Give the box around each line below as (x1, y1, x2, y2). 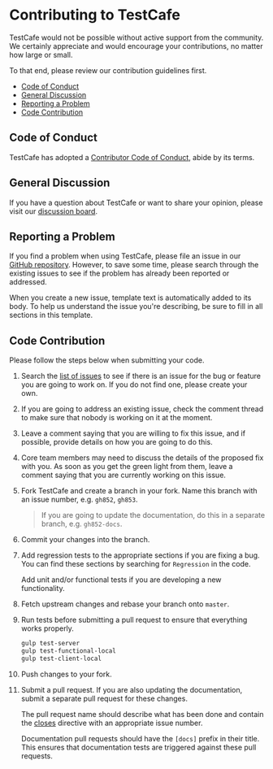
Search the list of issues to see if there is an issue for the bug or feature (20, 371, 262, 381)
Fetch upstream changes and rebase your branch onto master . (20, 599, 230, 609)
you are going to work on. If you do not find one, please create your (20, 380, 248, 389)
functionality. (20, 584, 65, 593)
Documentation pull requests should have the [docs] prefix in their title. (20, 733, 260, 743)
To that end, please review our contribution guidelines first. (9, 65, 207, 75)
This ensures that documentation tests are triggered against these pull (20, 742, 257, 752)
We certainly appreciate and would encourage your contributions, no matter (9, 41, 263, 50)
